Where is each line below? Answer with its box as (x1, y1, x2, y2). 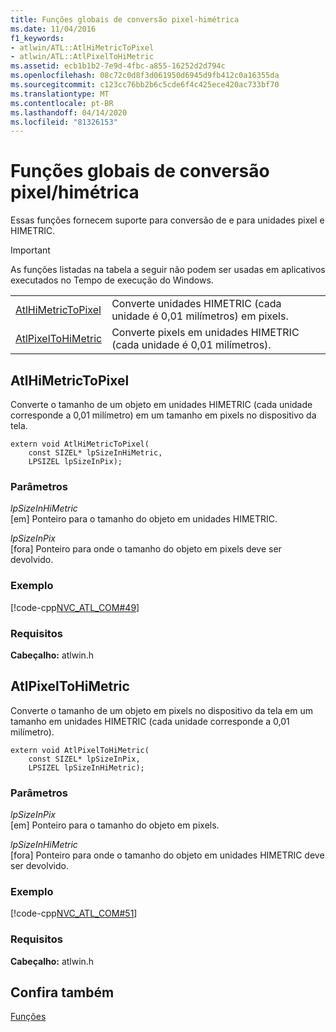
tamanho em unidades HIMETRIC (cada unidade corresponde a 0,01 (10, 715, 290, 727)
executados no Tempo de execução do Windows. (10, 274, 214, 286)
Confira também (10, 984, 115, 1001)
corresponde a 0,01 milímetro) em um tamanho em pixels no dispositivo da (10, 409, 317, 421)
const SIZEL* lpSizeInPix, (28, 754, 141, 764)
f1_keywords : (10, 33, 65, 43)
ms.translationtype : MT (10, 89, 110, 99)
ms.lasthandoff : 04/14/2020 (10, 107, 128, 118)
